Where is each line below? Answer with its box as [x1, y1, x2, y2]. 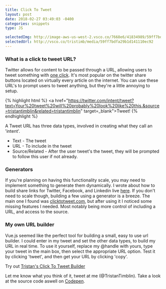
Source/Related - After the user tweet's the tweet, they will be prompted [12, 148, 160, 154]
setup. [5, 88, 18, 94]
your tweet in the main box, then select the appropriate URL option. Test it [5, 248, 156, 254]
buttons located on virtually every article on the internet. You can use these [5, 77, 159, 83]
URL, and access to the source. [5, 209, 69, 215]
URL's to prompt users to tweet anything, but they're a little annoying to [5, 83, 150, 89]
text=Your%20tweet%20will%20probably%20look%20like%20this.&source [5, 103, 160, 109]
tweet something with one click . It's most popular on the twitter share [5, 72, 147, 78]
